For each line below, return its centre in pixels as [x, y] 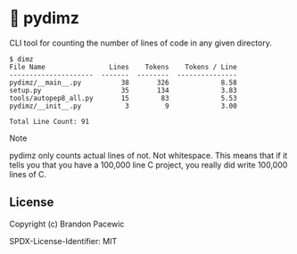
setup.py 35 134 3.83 [124, 90]
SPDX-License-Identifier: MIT [63, 241]
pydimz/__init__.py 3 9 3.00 [124, 106]
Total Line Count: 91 [49, 121]
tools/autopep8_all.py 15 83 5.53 [124, 98]
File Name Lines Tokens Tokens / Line [124, 67]
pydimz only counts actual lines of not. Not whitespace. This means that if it [148, 155]
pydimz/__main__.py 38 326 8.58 [124, 82]
